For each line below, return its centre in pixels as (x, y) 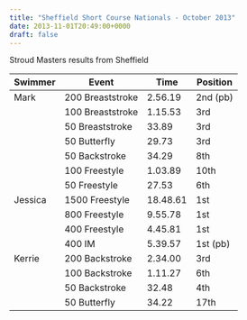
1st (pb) (213, 244)
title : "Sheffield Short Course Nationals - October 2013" (123, 18)
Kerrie (27, 259)
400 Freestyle (94, 229)
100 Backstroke (98, 273)
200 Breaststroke (101, 97)
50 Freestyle (91, 186)
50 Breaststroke (98, 127)
